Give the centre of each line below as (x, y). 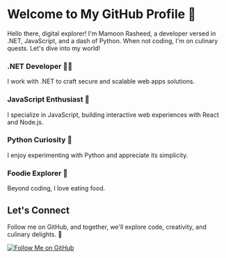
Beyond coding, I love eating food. (56, 188)
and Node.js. (25, 122)
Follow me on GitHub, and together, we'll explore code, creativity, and (107, 227)
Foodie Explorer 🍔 (38, 173)
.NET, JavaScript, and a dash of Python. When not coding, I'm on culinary (113, 40)
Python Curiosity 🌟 (40, 140)
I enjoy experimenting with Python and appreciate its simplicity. (98, 155)
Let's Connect (38, 210)
